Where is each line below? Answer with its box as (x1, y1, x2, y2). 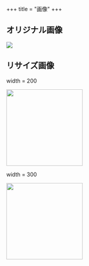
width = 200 (6, 77, 37, 84)
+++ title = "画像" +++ (6, 6, 62, 12)
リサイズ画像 (6, 61, 55, 71)
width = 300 (6, 171, 37, 178)
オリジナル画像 (6, 25, 63, 35)
